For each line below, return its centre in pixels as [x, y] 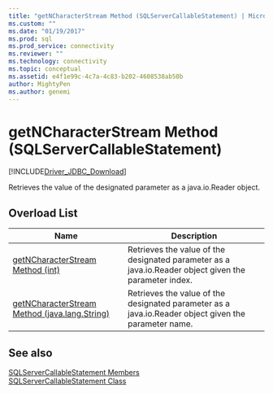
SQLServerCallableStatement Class [67, 381]
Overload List [43, 213]
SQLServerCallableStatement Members [74, 372]
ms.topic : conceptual [45, 69]
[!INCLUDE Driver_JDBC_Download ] [68, 172]
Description [194, 236]
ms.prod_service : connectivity [61, 46]
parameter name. [160, 324]
